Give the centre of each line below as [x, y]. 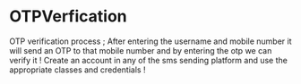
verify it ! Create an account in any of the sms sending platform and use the [149, 60]
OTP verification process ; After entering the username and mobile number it [151, 41]
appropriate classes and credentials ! [77, 70]
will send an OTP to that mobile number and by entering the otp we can [141, 50]
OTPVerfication [68, 17]
